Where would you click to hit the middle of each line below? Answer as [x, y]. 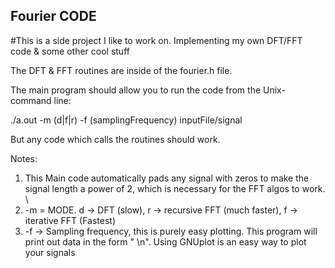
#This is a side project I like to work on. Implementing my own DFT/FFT [156, 40]
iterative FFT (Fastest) [70, 220]
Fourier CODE [53, 16]
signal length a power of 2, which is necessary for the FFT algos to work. [175, 188]
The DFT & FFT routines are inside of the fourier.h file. [121, 70]
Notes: [24, 158]
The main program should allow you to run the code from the [136, 90]
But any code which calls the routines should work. [115, 139]
